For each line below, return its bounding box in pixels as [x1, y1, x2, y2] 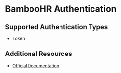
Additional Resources [5, 50, 72, 58]
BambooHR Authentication [5, 3, 117, 15]
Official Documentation [12, 62, 59, 69]
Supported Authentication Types [5, 23, 108, 31]
